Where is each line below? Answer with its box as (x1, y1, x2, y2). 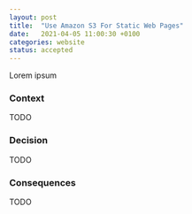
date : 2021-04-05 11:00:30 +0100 (9, 29, 141, 38)
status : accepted (9, 46, 73, 55)
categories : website (9, 37, 86, 47)
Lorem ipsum (9, 70, 58, 80)
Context (9, 92, 45, 104)
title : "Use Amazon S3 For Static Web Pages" (9, 21, 184, 30)
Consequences (9, 176, 77, 188)
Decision (9, 134, 49, 147)
